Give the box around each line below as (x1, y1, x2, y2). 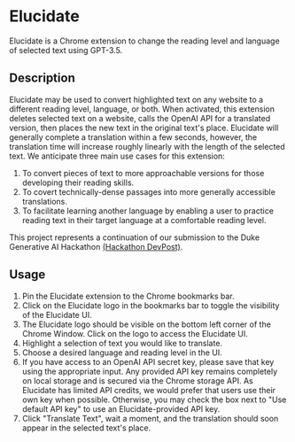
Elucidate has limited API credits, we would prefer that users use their (21, 384, 276, 395)
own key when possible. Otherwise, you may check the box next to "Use (21, 394, 287, 405)
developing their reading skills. (21, 177, 135, 188)
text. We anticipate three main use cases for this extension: (9, 151, 226, 161)
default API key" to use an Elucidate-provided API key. (21, 403, 221, 414)
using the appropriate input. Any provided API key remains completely (21, 366, 278, 376)
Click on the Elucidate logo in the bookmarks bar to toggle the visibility (21, 299, 280, 311)
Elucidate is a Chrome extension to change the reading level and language (9, 35, 281, 46)
